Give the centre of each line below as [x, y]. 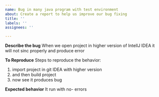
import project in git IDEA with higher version [57, 70]
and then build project [34, 75]
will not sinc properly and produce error [45, 51]
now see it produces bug [37, 80]
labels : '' [16, 23]
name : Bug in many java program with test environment [62, 9]
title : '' [15, 18]
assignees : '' [19, 28]
